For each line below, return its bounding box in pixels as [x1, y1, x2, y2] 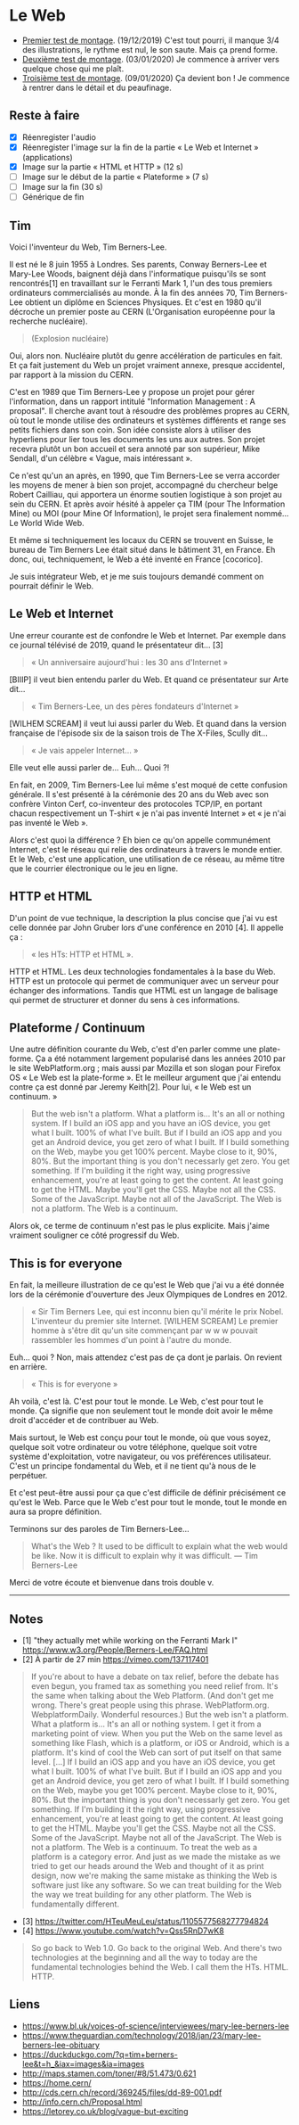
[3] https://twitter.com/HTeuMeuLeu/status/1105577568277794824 [21, 1916, 270, 1926]
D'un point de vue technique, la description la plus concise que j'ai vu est [9, 912, 278, 923]
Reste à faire [9, 108, 80, 123]
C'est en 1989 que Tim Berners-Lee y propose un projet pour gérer [9, 386, 255, 397]
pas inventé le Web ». [9, 817, 89, 828]
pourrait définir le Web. [9, 581, 94, 591]
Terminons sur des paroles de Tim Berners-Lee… [9, 1524, 190, 1535]
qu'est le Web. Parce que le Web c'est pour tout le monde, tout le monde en [9, 1497, 287, 1508]
